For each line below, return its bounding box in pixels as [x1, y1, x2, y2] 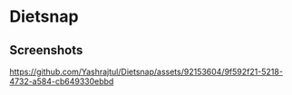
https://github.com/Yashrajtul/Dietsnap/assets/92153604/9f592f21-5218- [9, 66, 284, 77]
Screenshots [9, 43, 83, 58]
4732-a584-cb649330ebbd [9, 76, 114, 87]
